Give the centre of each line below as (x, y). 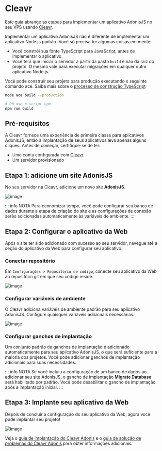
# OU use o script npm (28, 104)
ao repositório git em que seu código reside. (49, 277)
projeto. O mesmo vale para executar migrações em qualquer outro (79, 67)
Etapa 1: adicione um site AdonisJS (59, 175)
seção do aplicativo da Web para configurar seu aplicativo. (64, 248)
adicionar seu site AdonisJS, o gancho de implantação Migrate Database (78, 377)
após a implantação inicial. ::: (34, 387)
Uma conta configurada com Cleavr (48, 155)
